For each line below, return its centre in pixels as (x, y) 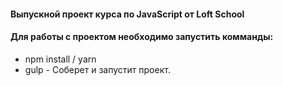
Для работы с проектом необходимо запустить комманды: (142, 37)
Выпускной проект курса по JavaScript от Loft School (127, 14)
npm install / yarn (60, 59)
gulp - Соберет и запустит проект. (97, 69)
